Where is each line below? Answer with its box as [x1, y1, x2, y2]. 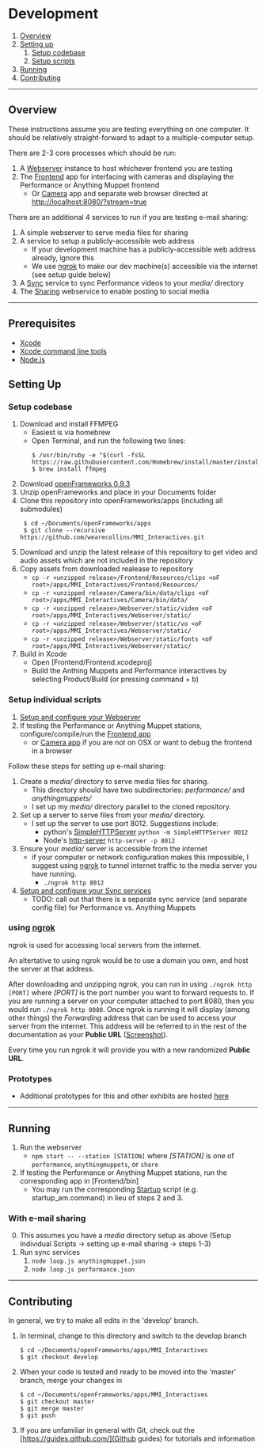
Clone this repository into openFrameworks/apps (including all [19, 496, 223, 506]
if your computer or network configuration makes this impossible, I [31, 852, 249, 862]
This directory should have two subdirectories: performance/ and [31, 785, 245, 794]
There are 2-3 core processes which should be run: [8, 148, 177, 157]
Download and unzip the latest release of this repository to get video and [19, 547, 258, 557]
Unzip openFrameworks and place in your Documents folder [19, 487, 217, 497]
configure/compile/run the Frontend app [19, 729, 152, 738]
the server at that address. [8, 964, 95, 973]
